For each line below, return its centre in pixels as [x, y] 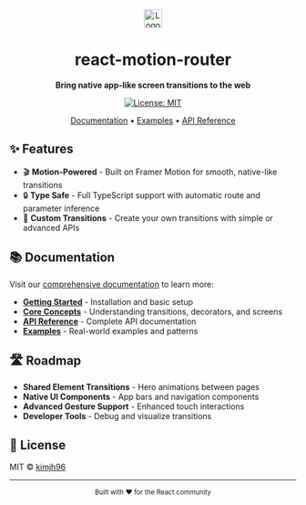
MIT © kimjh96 [38, 467]
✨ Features [41, 149]
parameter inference [61, 208]
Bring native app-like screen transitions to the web [153, 85]
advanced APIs [51, 227]
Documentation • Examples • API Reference [153, 120]
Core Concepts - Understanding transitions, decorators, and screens [153, 311]
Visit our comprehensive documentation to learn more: [112, 284]
